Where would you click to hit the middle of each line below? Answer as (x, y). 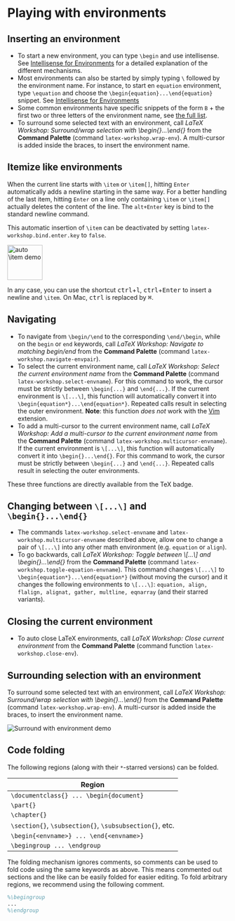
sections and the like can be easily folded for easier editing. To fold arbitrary (117, 877)
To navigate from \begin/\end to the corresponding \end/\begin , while (119, 336)
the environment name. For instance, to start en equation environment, (119, 85)
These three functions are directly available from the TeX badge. (100, 484)
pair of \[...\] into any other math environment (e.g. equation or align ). (122, 547)
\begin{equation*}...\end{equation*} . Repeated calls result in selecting (122, 403)
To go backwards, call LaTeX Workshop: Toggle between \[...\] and (114, 555)
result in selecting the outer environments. (79, 470)
